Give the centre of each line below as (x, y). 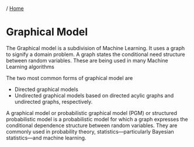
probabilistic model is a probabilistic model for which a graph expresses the (97, 119)
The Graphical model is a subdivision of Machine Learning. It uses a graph (96, 48)
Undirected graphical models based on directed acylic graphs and (94, 95)
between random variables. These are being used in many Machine (87, 60)
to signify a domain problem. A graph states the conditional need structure (96, 54)
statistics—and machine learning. (46, 138)
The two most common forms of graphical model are (70, 78)
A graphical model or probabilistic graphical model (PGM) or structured (91, 113)
